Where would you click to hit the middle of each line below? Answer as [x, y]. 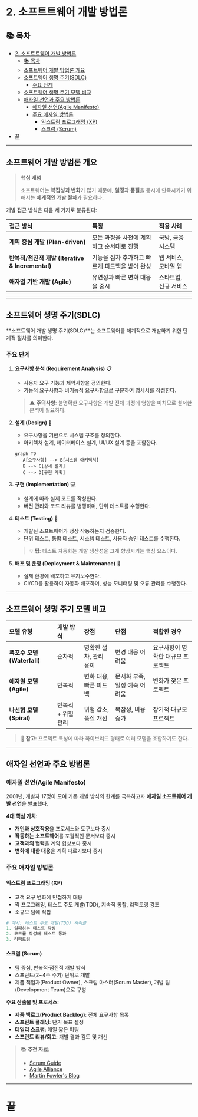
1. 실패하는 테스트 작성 [31, 928]
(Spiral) [20, 718]
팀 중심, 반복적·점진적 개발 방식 [50, 968]
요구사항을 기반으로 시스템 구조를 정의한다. [72, 435]
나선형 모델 [24, 710]
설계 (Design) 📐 [33, 423]
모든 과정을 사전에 [115, 238]
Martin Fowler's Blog [54, 1076]
